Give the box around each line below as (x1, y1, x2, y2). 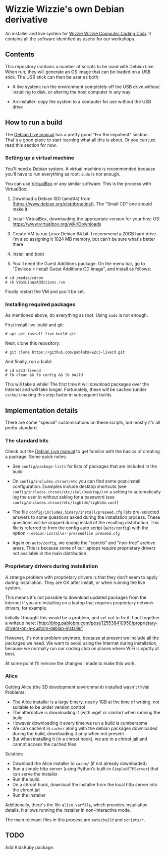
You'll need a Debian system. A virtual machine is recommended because (5, 166, 156, 172)
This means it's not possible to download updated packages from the (5, 594, 147, 600)
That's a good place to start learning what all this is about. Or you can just (5, 137, 156, 143)
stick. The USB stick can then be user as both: (5, 74, 100, 80)
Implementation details (5, 406, 78, 415)
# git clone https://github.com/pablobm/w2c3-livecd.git (5, 350, 125, 355)
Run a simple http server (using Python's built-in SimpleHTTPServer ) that (12, 765, 159, 771)
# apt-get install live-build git (5, 332, 77, 337)
